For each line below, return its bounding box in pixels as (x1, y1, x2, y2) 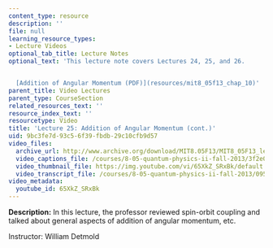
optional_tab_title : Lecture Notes (8, 50, 129, 58)
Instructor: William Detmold (8, 232, 100, 241)
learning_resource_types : (8, 34, 96, 43)
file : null (8, 27, 45, 35)
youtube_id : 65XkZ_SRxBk (15, 185, 100, 194)
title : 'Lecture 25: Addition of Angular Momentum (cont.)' (8, 124, 217, 133)
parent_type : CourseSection (8, 94, 104, 102)
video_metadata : (8, 177, 63, 185)
